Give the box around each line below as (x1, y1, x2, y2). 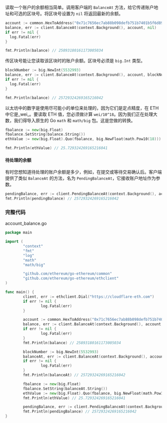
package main (5, 230, 32, 235)
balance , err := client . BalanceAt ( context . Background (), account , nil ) (5, 25, 157, 30)
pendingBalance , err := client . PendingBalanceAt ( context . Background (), (5, 192, 157, 197)
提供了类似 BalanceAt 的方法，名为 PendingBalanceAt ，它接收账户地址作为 (5, 175, 156, 181)
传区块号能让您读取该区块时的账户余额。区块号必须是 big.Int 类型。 (5, 58, 145, 64)
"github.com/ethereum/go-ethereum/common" (23, 271, 112, 276)
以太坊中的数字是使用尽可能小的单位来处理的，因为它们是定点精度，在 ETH (5, 105, 159, 111)
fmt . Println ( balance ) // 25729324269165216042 (5, 95, 103, 100)
